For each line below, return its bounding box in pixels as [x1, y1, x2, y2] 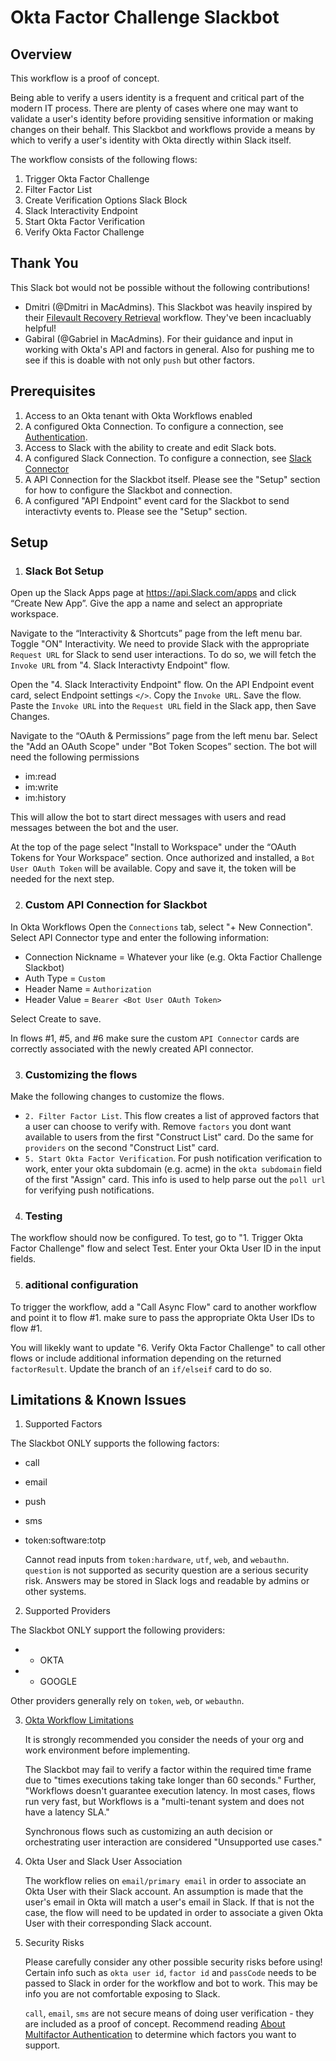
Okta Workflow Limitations [24, 1714, 134, 1726]
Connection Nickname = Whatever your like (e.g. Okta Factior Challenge [24, 951, 323, 963]
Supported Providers [24, 1605, 111, 1617]
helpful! [24, 322, 57, 334]
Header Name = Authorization [24, 982, 152, 995]
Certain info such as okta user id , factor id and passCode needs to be [24, 1967, 317, 1979]
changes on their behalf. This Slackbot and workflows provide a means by [10, 124, 316, 135]
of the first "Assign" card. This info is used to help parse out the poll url [24, 1173, 326, 1185]
